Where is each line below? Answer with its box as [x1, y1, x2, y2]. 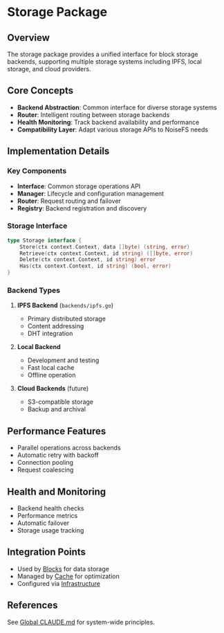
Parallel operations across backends [17, 444, 121, 452]
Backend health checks [17, 503, 84, 512]
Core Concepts [7, 84, 74, 97]
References [7, 600, 58, 612]
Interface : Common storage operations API [17, 181, 141, 190]
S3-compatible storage [27, 398, 94, 406]
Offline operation [27, 371, 76, 380]
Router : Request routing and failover [17, 197, 121, 205]
